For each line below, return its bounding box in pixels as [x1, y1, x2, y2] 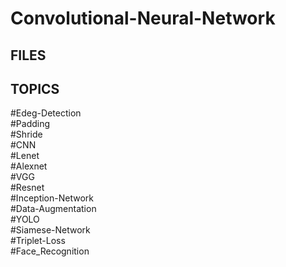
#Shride [10, 128, 43, 141]
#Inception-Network [10, 192, 94, 204]
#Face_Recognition [10, 245, 90, 257]
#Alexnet [10, 160, 48, 172]
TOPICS [10, 80, 60, 97]
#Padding [10, 118, 51, 130]
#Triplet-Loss [10, 235, 66, 247]
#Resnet [10, 182, 45, 194]
